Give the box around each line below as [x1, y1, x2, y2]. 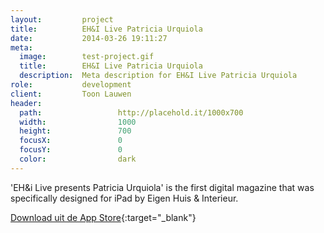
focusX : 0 [19, 136, 123, 146]
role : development [10, 80, 132, 90]
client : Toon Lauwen [10, 89, 132, 99]
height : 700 [19, 126, 132, 136]
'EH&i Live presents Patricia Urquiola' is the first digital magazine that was [10, 181, 315, 193]
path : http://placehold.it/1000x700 [19, 107, 244, 118]
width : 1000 [19, 117, 137, 127]
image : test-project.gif [19, 52, 155, 62]
